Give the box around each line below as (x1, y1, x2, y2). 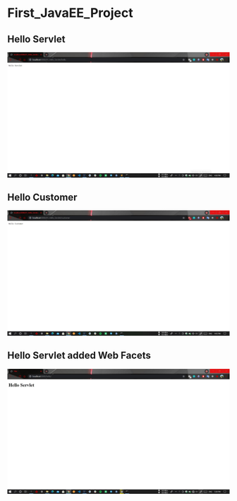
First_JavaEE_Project (7, 5, 133, 21)
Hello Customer (7, 191, 78, 203)
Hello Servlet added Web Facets (7, 350, 152, 362)
